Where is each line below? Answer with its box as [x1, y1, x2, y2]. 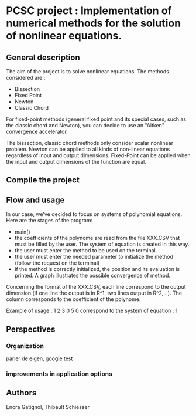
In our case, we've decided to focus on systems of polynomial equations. [6, 211, 183, 218]
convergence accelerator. [6, 128, 68, 135]
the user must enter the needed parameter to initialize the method [14, 253, 174, 261]
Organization [6, 341, 44, 350]
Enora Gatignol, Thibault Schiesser [6, 403, 90, 410]
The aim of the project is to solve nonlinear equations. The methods [6, 68, 170, 75]
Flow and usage [6, 195, 65, 205]
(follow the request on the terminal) [14, 259, 100, 266]
